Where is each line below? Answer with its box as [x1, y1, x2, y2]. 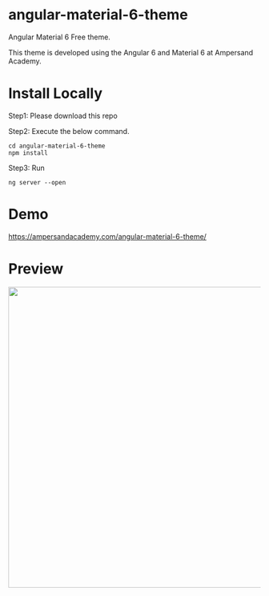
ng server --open [8, 178, 66, 186]
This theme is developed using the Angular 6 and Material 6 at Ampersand [8, 47, 254, 57]
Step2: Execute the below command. [8, 126, 130, 136]
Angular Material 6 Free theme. [8, 32, 110, 42]
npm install [8, 148, 48, 157]
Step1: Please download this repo [8, 111, 118, 120]
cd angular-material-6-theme [8, 142, 106, 150]
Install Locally [8, 84, 102, 103]
